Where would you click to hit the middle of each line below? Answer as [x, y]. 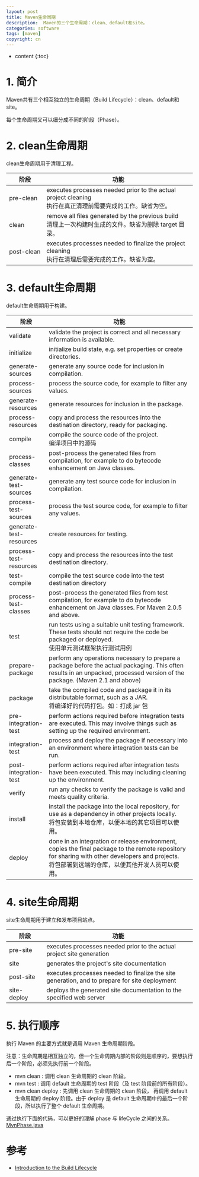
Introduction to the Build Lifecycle [56, 1167]
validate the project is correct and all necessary [115, 332]
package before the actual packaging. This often [116, 665]
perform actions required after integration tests [114, 765]
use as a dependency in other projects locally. [113, 814]
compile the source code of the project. [104, 434]
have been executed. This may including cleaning [118, 772]
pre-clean [23, 198]
